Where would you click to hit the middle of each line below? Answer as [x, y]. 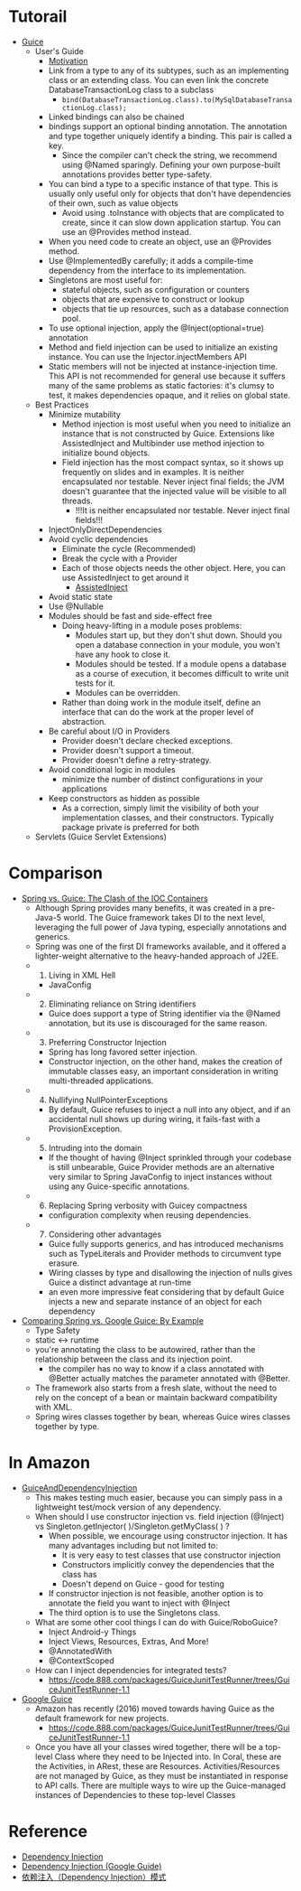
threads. [78, 501]
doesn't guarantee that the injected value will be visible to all [174, 491]
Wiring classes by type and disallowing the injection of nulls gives [170, 1272]
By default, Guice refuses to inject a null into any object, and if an [169, 1109]
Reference [48, 1831]
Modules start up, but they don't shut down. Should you [179, 635]
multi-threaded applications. [101, 1081]
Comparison [56, 873]
